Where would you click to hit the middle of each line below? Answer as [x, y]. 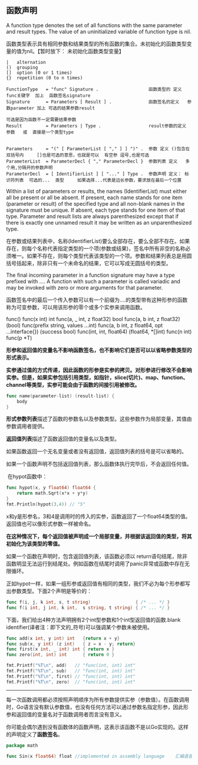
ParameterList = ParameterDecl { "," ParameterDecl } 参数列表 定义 [92, 161]
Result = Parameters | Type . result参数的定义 [96, 126]
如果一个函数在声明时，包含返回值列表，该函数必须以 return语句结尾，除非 [97, 556]
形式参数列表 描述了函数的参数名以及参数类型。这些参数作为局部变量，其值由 [99, 419]
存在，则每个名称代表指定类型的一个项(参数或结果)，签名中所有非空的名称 [96, 248]
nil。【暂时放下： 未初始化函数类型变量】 [75, 51]
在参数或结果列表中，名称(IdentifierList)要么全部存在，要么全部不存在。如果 [98, 241]
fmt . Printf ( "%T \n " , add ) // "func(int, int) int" [71, 666]
